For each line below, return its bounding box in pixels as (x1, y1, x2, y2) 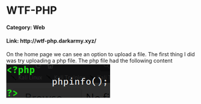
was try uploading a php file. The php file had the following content (6, 57, 173, 64)
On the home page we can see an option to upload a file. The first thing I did (6, 50, 196, 57)
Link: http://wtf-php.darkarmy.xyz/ (6, 37, 97, 45)
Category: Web (6, 23, 45, 30)
